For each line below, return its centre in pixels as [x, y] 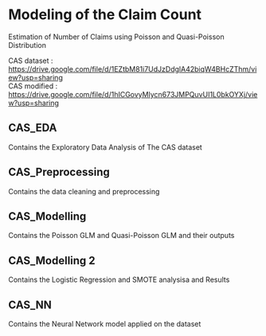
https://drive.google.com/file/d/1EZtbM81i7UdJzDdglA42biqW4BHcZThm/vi [133, 68]
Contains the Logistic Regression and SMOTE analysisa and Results [119, 279]
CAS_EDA [33, 128]
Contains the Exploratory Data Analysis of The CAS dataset [106, 147]
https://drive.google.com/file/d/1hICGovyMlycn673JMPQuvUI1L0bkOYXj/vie [133, 94]
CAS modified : [33, 86]
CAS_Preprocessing [59, 172]
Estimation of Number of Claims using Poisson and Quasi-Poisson [116, 37]
